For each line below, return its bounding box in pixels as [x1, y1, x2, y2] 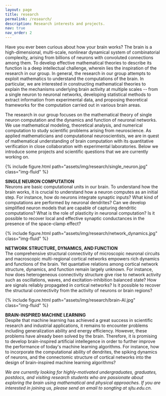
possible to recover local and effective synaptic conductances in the [5, 216, 145, 221]
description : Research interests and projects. [5, 21, 106, 26]
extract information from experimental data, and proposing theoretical [5, 97, 148, 102]
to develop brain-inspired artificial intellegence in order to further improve [5, 338, 156, 344]
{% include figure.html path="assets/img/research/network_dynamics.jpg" [5, 231, 158, 236]
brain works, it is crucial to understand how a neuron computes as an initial [5, 189, 159, 195]
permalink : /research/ [5, 16, 52, 21]
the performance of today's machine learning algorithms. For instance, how [5, 344, 160, 349]
